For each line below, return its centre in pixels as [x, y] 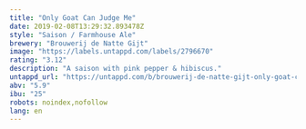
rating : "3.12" [38, 60]
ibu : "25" [28, 94]
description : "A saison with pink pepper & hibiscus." [116, 69]
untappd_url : [34, 77]
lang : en [26, 111]
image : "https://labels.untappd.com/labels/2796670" [112, 52]
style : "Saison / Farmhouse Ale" [73, 35]
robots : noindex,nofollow [58, 102]
